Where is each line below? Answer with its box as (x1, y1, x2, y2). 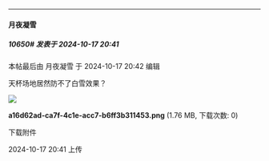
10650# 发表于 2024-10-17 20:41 (8, 39, 119, 49)
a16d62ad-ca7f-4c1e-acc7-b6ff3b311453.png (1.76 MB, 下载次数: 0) (8, 110, 239, 120)
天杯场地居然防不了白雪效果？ (8, 78, 106, 88)
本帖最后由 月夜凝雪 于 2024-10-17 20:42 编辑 (8, 61, 160, 70)
